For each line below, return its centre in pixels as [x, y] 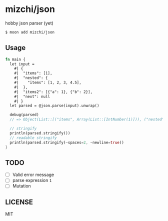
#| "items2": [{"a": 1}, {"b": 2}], [53, 92]
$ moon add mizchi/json [30, 32]
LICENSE [19, 202]
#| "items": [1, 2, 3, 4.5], [48, 82]
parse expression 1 [32, 180]
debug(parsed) [24, 115]
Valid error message [33, 175]
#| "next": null [32, 96]
